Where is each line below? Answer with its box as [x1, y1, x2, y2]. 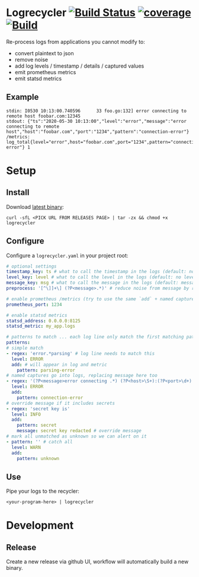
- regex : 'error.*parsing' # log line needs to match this [6, 350, 155, 356]
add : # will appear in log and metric [11, 362, 108, 367]
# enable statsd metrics [6, 312, 68, 318]
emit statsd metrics [14, 75, 62, 82]
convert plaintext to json [14, 49, 74, 56]
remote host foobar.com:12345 [6, 113, 81, 119]
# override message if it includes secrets [6, 400, 115, 406]
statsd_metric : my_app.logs [6, 324, 76, 329]
